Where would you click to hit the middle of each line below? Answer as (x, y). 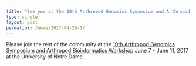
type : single (22, 17)
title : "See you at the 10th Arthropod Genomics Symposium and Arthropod (98, 11)
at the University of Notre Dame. (45, 57)
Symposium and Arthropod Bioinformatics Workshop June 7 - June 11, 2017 (97, 51)
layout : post (22, 22)
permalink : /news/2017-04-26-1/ (45, 28)
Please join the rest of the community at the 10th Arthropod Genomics (90, 44)
